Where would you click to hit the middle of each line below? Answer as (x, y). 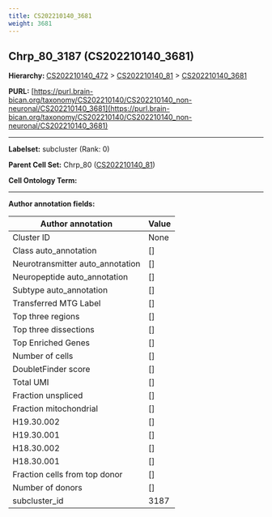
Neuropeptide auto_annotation (70, 277)
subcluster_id (38, 501)
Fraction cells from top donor (68, 475)
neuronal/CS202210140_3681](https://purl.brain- (89, 109)
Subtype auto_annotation (60, 290)
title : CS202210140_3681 (50, 16)
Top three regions (46, 317)
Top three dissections (53, 330)
